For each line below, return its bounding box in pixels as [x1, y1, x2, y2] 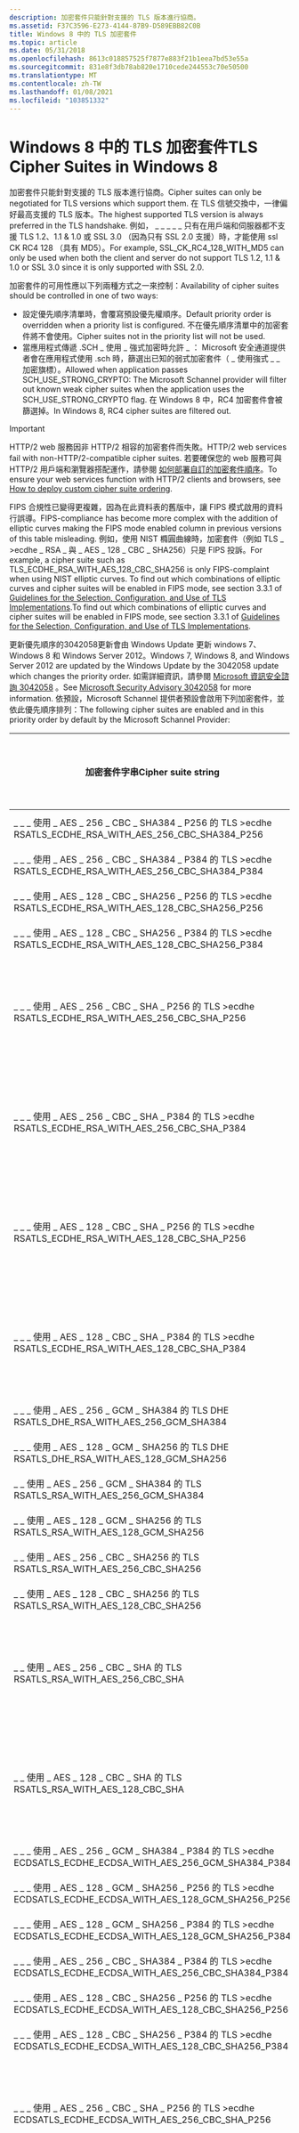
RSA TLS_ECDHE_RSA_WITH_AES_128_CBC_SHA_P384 [13, 1342, 246, 1355]
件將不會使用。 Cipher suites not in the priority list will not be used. [21, 331, 266, 342]
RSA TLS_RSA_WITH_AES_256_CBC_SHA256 [13, 1563, 202, 1576]
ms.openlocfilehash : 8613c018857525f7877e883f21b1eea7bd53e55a [9, 54, 249, 63]
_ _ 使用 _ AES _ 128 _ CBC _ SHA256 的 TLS [13, 1588, 200, 1601]
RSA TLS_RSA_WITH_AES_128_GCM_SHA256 [13, 1526, 205, 1538]
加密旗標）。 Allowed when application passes [21, 364, 189, 375]
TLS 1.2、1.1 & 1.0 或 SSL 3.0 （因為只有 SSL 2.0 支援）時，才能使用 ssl [19, 231, 279, 242]
